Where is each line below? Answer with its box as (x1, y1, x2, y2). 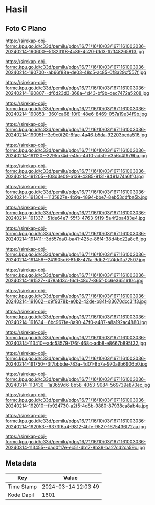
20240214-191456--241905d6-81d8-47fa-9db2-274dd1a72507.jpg (5, 257, 146, 262)
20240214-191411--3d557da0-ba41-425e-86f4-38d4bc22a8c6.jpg (5, 236, 146, 242)
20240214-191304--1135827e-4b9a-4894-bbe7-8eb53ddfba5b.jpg (5, 194, 148, 200)
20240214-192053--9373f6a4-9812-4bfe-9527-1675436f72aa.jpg (5, 423, 146, 429)
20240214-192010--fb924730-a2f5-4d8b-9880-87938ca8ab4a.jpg (5, 402, 149, 409)
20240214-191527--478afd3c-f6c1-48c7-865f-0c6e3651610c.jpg (5, 278, 144, 284)
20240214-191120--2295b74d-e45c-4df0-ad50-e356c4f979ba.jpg (5, 153, 147, 158)
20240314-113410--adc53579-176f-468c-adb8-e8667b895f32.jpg (5, 340, 146, 346)
